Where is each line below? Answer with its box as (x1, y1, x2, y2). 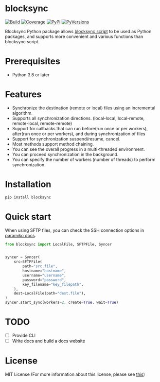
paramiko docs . (5, 232, 36, 238)
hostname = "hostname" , (22, 268, 67, 274)
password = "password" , (22, 278, 67, 282)
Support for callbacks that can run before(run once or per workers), (12, 125, 148, 131)
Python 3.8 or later (12, 71, 50, 78)
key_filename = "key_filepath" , (22, 282, 84, 287)
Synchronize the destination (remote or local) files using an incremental (12, 105, 156, 111)
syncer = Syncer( (5, 255, 40, 260)
